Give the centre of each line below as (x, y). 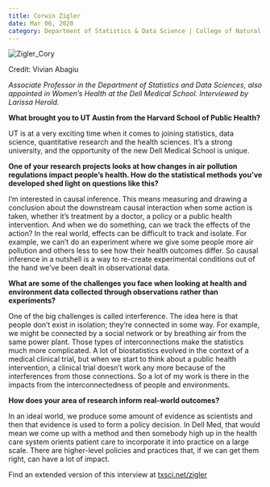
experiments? (32, 300)
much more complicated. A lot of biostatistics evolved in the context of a (129, 351)
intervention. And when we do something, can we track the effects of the (130, 225)
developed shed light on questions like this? (83, 183)
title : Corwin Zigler (45, 16)
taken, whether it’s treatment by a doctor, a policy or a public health (120, 216)
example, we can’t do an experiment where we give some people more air (131, 242)
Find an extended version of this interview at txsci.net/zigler (108, 475)
